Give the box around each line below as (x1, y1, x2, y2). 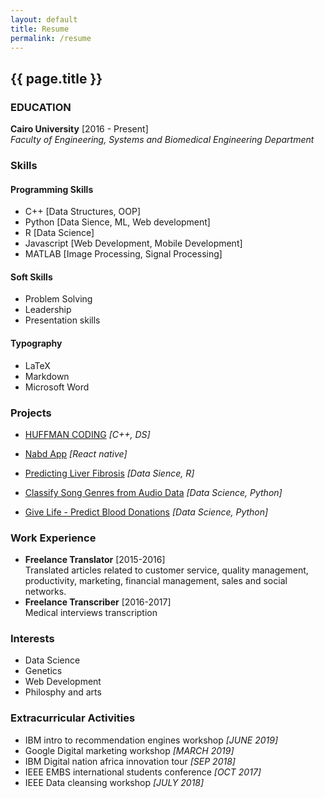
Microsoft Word (24, 381, 90, 393)
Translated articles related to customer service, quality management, (24, 564, 309, 576)
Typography (10, 337, 63, 349)
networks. (24, 586, 67, 598)
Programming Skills (10, 183, 94, 195)
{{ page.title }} (10, 70, 103, 87)
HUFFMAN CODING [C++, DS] (24, 428, 151, 440)
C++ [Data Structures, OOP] (24, 206, 141, 218)
